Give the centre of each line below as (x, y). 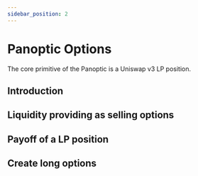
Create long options (52, 164)
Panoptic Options (60, 49)
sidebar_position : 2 (38, 14)
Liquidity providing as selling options (91, 115)
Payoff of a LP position (58, 139)
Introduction (35, 90)
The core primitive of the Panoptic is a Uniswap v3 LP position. (99, 69)
